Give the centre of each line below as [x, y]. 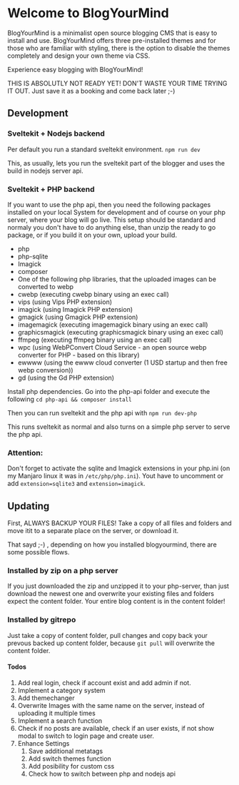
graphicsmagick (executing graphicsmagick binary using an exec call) [120, 332]
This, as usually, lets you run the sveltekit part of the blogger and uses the [116, 163]
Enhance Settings [44, 743]
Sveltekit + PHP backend [51, 189]
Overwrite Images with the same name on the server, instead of [111, 705]
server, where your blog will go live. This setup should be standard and [112, 220]
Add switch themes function [70, 759]
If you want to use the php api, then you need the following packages [109, 204]
